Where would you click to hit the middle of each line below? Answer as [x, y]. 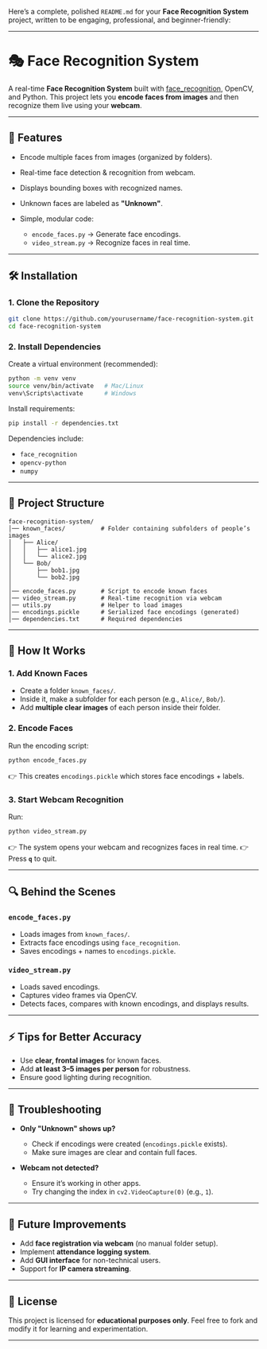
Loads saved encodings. [60, 986]
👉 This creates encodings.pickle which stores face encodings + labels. [126, 776]
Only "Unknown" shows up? [68, 1129]
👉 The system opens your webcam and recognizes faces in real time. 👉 [128, 847]
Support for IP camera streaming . [75, 1269]
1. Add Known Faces [48, 674]
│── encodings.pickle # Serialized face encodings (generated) [124, 612]
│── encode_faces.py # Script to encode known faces [108, 591]
